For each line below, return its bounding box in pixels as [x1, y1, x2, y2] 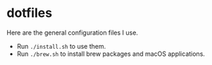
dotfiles [6, 5, 53, 21]
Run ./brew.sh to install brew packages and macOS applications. [16, 49, 206, 58]
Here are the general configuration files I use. [6, 28, 139, 37]
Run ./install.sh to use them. [16, 42, 106, 50]
